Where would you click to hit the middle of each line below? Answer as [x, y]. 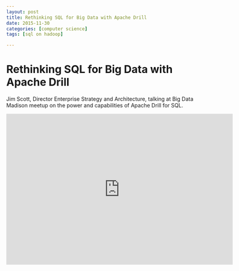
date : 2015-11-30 [28, 23]
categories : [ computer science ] [47, 29]
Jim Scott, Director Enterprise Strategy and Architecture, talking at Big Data [100, 99]
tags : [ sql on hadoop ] [35, 34]
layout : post [23, 12]
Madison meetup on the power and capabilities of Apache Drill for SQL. [95, 106]
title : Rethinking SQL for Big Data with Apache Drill [77, 18]
